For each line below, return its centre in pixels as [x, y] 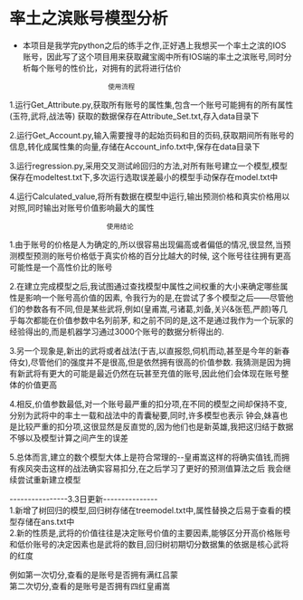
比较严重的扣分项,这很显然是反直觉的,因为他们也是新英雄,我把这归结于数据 [155, 426]
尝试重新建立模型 [49, 480]
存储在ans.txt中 [46, 521]
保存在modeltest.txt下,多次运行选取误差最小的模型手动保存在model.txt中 [144, 176]
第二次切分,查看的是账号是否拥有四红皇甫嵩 [90, 586]
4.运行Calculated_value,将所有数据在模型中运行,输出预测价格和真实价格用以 [150, 196]
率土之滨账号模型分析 [89, 19]
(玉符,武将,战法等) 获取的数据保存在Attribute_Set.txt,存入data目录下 [134, 116]
